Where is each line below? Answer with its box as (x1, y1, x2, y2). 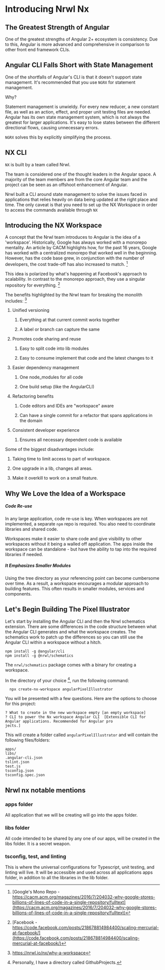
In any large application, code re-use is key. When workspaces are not (5, 516, 148, 522)
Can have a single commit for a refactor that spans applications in (19, 412, 153, 418)
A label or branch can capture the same (19, 327, 100, 333)
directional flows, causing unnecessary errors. (5, 124, 99, 130)
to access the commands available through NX (5, 207, 98, 213)
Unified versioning (12, 307, 50, 313)
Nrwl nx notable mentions (5, 786, 86, 794)
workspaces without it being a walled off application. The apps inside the (5, 541, 153, 547)
